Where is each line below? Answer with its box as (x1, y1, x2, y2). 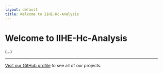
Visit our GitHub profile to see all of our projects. (5, 63, 102, 69)
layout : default (5, 7, 38, 12)
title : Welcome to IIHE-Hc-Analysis (5, 12, 79, 17)
